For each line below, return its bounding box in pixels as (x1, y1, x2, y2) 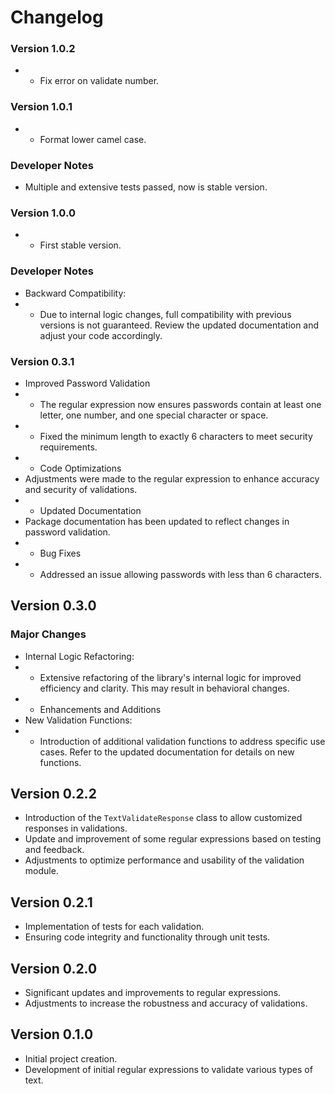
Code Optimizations (39, 462, 122, 474)
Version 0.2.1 (10, 894, 93, 911)
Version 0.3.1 (10, 354, 75, 368)
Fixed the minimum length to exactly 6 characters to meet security (39, 430, 313, 442)
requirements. (39, 441, 98, 453)
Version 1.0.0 (10, 206, 76, 220)
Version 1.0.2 (10, 42, 76, 56)
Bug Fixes (39, 547, 82, 559)
